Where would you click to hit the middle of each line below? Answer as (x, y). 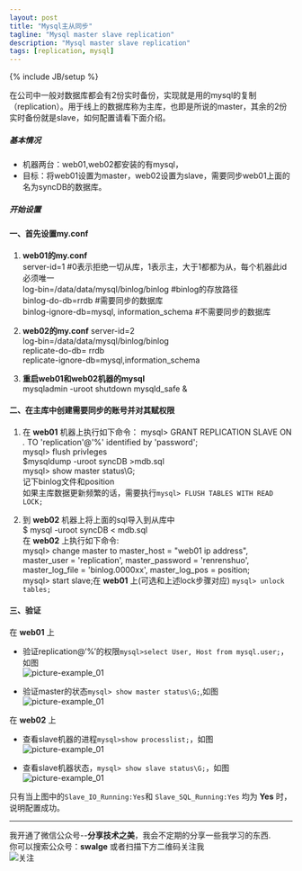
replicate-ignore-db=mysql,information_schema (111, 360)
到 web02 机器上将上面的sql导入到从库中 (98, 519)
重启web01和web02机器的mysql (84, 378)
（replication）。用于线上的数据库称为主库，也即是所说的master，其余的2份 (148, 107)
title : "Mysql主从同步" (51, 26)
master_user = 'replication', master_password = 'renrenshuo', (136, 560)
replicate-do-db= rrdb (63, 350)
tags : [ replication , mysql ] (62, 51)
